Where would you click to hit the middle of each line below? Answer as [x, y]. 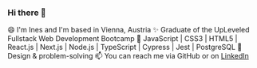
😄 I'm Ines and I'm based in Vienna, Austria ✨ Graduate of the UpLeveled [128, 30]
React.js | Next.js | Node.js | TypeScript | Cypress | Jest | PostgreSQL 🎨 [125, 47]
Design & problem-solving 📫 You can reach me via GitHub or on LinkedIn [128, 56]
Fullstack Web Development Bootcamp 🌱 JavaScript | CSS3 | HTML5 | [123, 39]
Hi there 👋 [27, 13]
